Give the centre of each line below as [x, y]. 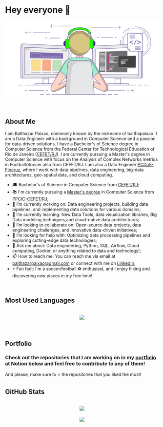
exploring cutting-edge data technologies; [54, 240]
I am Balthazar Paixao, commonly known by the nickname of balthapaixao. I [81, 133]
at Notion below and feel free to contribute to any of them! [75, 364]
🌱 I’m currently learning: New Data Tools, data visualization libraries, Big [84, 214]
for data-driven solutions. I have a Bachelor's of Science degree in [72, 144]
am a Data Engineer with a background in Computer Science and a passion [81, 138]
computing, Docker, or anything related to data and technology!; [77, 251]
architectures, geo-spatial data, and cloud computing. [59, 175]
